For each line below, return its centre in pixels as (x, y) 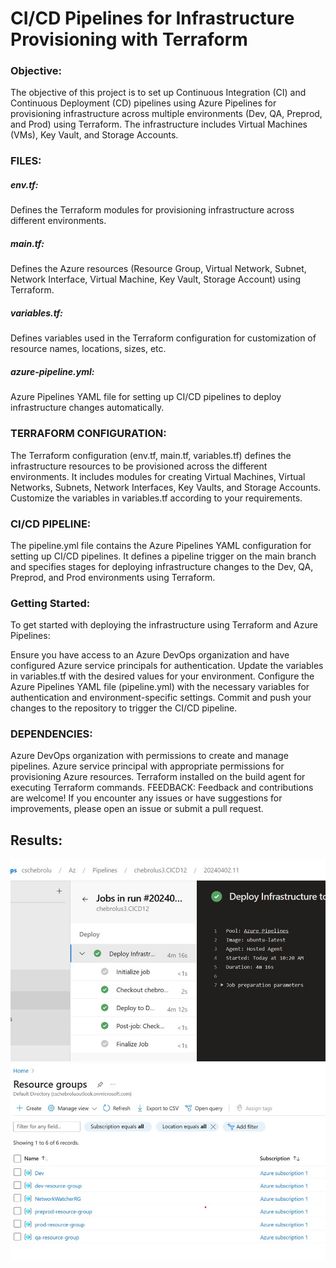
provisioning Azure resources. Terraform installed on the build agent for (158, 777)
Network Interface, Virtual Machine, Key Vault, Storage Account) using (156, 279)
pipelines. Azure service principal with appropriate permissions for (147, 766)
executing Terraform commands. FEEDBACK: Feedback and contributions (162, 788)
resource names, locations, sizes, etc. (88, 349)
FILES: (26, 161)
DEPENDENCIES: (51, 734)
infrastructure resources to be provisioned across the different (139, 466)
